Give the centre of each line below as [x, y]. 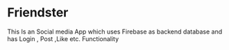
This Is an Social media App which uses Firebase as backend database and [115, 32]
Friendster [38, 13]
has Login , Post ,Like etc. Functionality [63, 38]
